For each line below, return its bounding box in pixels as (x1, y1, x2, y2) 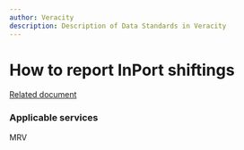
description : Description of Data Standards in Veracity (9, 21, 227, 30)
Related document (9, 89, 77, 100)
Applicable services (9, 112, 99, 124)
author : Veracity (9, 12, 74, 22)
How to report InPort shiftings (9, 60, 235, 80)
